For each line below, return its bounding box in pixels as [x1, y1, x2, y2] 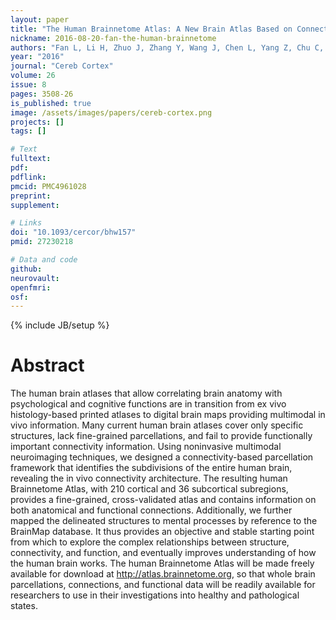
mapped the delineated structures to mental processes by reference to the [10, 515, 318, 527]
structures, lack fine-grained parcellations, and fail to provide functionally [10, 430, 313, 442]
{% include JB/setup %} [10, 319, 110, 331]
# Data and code [10, 255, 78, 265]
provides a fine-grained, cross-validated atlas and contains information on [10, 494, 317, 506]
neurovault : [10, 273, 60, 283]
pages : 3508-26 [10, 89, 74, 99]
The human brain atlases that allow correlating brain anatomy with [10, 387, 283, 400]
